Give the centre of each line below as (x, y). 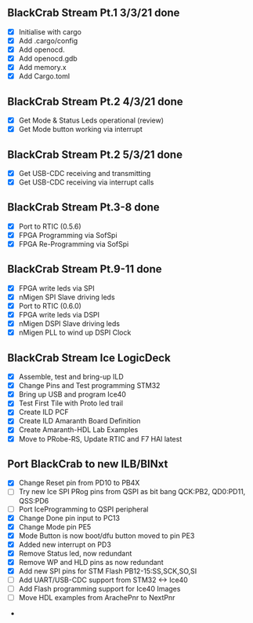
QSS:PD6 (34, 500)
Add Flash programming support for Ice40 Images (99, 589)
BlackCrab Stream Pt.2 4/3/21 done (95, 101)
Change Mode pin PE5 (55, 526)
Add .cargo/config (48, 40)
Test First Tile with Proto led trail (70, 403)
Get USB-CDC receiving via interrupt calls (86, 182)
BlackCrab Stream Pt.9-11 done (85, 269)
